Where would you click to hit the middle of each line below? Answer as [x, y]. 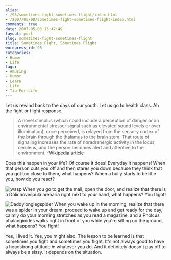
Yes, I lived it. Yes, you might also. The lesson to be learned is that [75, 236]
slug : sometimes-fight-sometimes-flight [49, 39]
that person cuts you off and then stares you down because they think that [84, 168]
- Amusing [16, 72]
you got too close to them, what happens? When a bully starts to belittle [81, 173]
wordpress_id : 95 [24, 48]
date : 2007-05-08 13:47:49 [34, 29]
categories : [18, 53]
